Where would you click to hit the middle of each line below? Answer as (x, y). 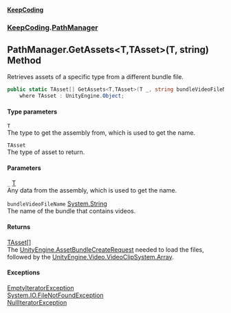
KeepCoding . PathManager (53, 28)
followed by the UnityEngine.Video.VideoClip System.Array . (90, 257)
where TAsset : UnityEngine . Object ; (72, 96)
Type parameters (32, 111)
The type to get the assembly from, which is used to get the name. (101, 133)
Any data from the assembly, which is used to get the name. (92, 191)
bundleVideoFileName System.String (57, 204)
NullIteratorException (37, 302)
